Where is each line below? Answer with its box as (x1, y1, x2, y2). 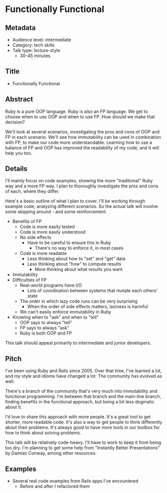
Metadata (5, 24, 36, 32)
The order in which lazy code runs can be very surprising (19, 298, 138, 304)
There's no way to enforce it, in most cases (34, 245, 124, 251)
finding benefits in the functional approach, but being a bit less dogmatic (5, 399, 155, 405)
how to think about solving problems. (5, 430, 81, 436)
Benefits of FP (12, 218, 42, 224)
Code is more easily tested (19, 224, 75, 230)
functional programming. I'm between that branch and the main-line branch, (5, 393, 162, 399)
